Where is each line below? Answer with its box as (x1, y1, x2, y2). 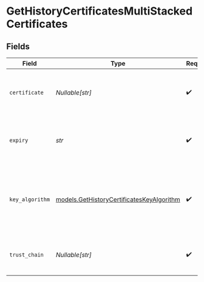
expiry (9, 137, 29, 144)
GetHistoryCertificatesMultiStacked (6, 4, 193, 18)
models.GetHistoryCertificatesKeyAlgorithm (55, 195, 180, 204)
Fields (6, 41, 30, 52)
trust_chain (9, 252, 44, 258)
